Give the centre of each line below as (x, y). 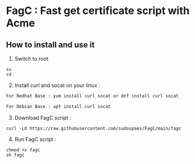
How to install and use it (51, 45)
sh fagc (15, 155)
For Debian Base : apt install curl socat (58, 106)
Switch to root (31, 59)
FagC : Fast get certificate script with (98, 11)
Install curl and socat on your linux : (57, 85)
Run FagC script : (35, 139)
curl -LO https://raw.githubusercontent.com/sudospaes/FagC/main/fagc (94, 128)
